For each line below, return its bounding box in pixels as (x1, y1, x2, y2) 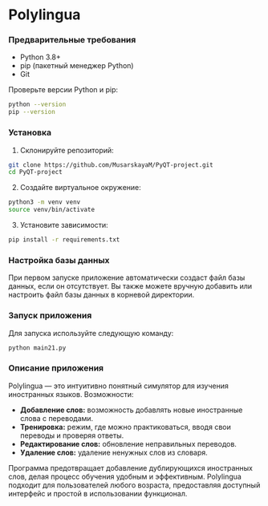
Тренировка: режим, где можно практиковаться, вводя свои (19, 422, 231, 431)
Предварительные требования (8, 34, 136, 46)
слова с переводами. (19, 413, 94, 423)
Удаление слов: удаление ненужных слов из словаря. (19, 447, 209, 457)
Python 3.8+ (19, 52, 62, 62)
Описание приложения (8, 362, 104, 374)
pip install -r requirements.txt (8, 236, 120, 244)
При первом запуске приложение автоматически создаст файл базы (8, 273, 246, 282)
